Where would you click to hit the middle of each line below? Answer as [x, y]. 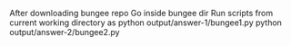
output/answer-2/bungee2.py [65, 32]
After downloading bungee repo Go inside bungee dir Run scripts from [141, 13]
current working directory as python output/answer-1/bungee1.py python [145, 23]
